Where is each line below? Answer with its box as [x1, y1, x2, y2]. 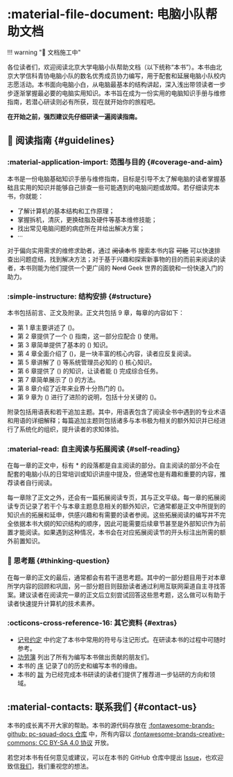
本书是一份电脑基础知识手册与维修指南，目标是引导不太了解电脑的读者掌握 [7, 175, 220, 183]
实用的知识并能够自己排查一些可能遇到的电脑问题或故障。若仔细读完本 [19, 183, 220, 191]
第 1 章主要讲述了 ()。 [17, 323, 78, 331]
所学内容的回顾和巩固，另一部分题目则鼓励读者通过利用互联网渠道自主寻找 [7, 582, 220, 590]
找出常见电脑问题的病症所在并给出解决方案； [17, 224, 146, 232]
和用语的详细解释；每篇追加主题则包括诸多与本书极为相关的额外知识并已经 [7, 416, 220, 424]
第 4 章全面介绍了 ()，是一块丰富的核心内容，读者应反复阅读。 [17, 349, 196, 358]
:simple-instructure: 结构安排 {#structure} [7, 291, 152, 301]
